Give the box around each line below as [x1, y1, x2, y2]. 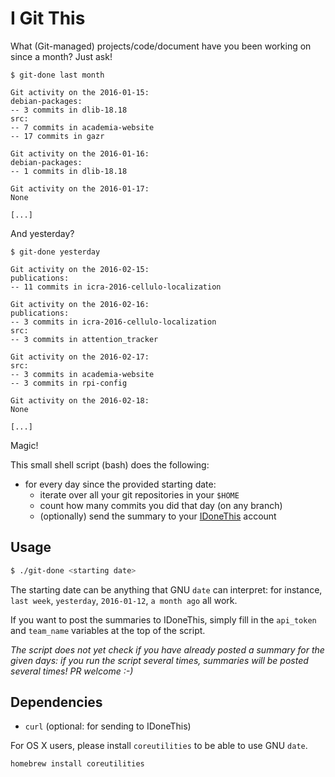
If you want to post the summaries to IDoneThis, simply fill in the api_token [10, 613, 317, 626]
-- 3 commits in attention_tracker [10, 334, 159, 344]
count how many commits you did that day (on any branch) [39, 499, 283, 511]
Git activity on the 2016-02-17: [10, 352, 150, 362]
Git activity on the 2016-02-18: [10, 395, 150, 406]
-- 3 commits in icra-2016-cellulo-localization [10, 317, 217, 327]
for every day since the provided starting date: [24, 478, 217, 490]
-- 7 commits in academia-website [10, 122, 155, 132]
